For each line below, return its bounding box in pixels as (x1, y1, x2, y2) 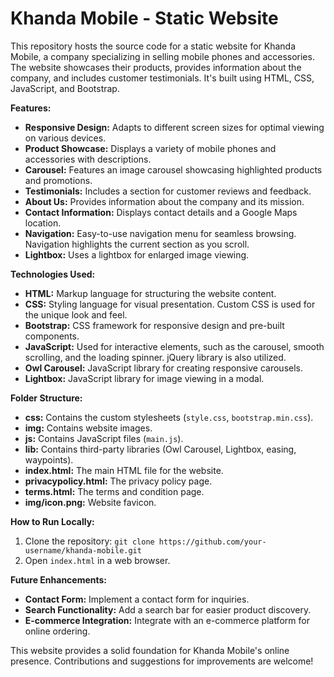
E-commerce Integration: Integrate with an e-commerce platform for (24, 614, 310, 626)
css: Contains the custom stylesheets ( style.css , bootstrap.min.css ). (24, 411, 314, 423)
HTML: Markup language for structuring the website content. (24, 287, 277, 299)
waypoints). (24, 453, 74, 466)
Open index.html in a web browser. (24, 554, 171, 566)
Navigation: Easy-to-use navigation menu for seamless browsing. (24, 227, 297, 239)
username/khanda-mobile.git (24, 545, 142, 556)
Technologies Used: (10, 268, 96, 280)
